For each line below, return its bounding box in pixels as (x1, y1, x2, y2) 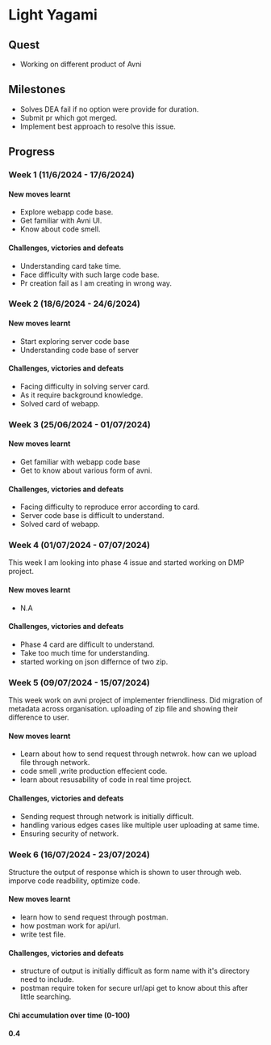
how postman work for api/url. (19, 921, 121, 931)
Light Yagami (8, 6, 98, 24)
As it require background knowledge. (19, 390, 144, 400)
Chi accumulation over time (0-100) (8, 1010, 131, 1020)
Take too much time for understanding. (19, 648, 150, 657)
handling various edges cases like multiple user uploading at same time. (19, 820, 260, 830)
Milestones (8, 83, 66, 96)
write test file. (19, 929, 66, 940)
